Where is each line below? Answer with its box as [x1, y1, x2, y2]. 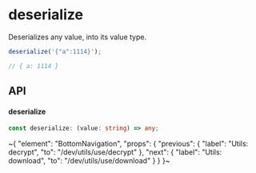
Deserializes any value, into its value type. [8, 32, 146, 42]
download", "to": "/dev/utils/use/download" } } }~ [8, 156, 170, 166]
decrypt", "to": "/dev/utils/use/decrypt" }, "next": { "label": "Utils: [8, 147, 222, 157]
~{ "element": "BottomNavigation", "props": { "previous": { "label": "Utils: [8, 139, 249, 149]
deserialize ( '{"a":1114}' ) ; [8, 47, 102, 55]
